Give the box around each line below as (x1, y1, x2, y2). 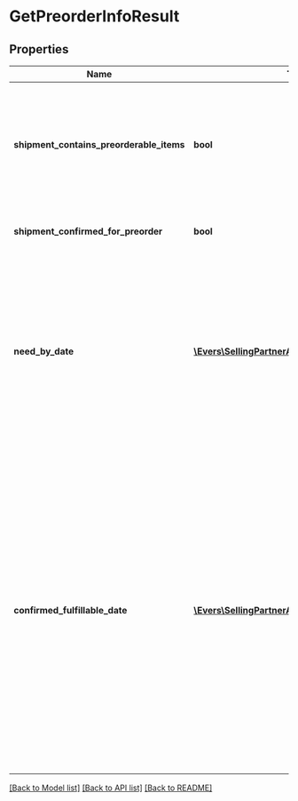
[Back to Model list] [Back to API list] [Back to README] (9, 782, 213, 793)
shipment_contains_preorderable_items (13, 139, 185, 150)
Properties (9, 42, 69, 57)
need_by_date (13, 345, 74, 357)
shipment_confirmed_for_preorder (13, 225, 163, 237)
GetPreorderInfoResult (9, 6, 180, 27)
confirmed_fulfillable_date (13, 605, 128, 616)
